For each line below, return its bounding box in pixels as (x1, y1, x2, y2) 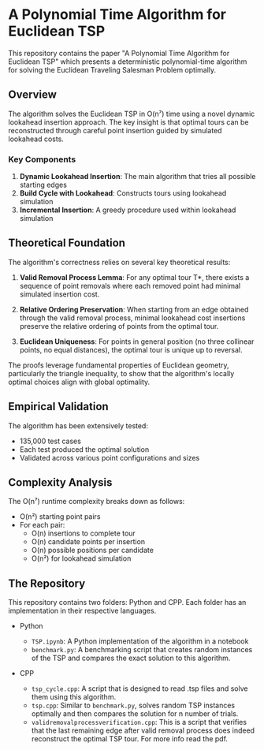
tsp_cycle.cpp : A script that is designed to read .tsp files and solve (31, 684, 248, 693)
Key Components (8, 154, 76, 165)
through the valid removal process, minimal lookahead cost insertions (19, 313, 246, 323)
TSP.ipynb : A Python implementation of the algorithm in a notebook (31, 636, 249, 646)
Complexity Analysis (8, 476, 113, 490)
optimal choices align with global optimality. (8, 377, 151, 386)
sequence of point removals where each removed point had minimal (19, 281, 241, 290)
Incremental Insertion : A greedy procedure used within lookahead (19, 205, 236, 215)
